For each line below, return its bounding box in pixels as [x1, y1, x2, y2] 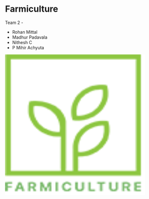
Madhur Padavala [12, 34, 48, 40]
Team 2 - [5, 20, 23, 25]
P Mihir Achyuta [12, 44, 44, 50]
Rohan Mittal [12, 29, 37, 35]
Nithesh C [12, 39, 33, 45]
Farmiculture [5, 3, 58, 15]
